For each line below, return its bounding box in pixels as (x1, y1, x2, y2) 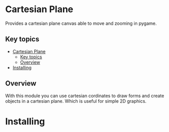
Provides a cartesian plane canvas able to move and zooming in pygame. (5, 20, 157, 26)
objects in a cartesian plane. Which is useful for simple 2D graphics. (5, 98, 147, 104)
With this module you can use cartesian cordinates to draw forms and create (5, 93, 164, 99)
